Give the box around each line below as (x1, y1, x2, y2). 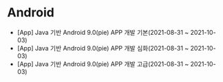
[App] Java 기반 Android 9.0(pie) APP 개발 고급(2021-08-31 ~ (17, 59, 189, 68)
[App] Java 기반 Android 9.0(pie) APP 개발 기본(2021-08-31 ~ (17, 28, 189, 36)
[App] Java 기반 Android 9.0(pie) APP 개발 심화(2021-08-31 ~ (17, 44, 189, 52)
